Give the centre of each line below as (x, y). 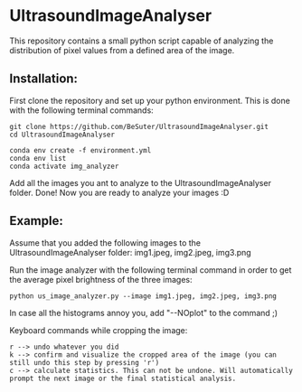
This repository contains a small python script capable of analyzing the (142, 41)
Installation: (44, 79)
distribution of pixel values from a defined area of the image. (122, 50)
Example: (36, 221)
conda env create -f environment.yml (80, 150)
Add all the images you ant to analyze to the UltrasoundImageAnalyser (140, 182)
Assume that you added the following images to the (105, 243)
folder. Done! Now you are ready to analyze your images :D (119, 192)
